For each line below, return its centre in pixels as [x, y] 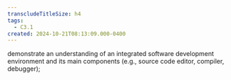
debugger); [24, 69]
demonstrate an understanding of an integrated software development [111, 54]
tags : [15, 21]
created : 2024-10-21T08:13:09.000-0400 [67, 34]
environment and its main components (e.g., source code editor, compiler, [116, 62]
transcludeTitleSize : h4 [44, 14]
